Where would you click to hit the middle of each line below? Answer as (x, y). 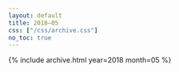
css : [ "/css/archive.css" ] (53, 30)
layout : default (35, 15)
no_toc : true (30, 38)
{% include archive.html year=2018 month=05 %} (90, 60)
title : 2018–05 (34, 23)
